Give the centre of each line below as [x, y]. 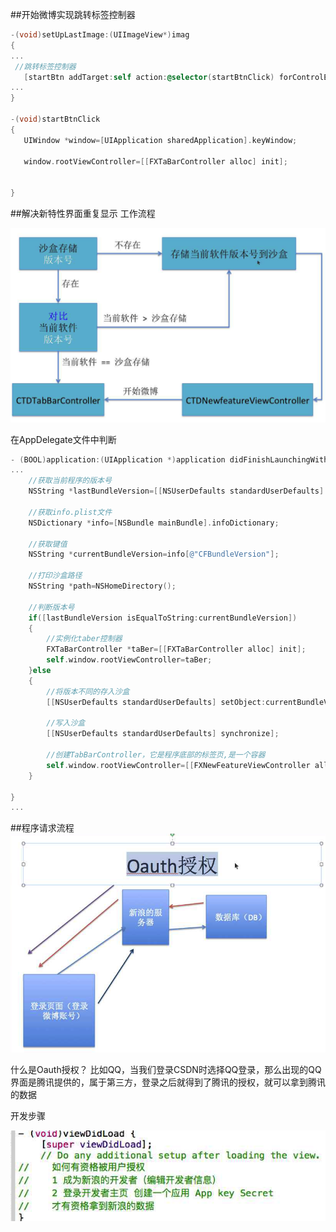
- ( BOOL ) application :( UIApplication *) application [118, 459]
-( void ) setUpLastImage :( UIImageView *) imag [100, 35]
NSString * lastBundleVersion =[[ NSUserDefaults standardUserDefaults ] [176, 491]
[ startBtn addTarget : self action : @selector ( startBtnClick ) [149, 77]
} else [40, 671]
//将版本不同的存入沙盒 [88, 691]
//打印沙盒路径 [55, 576]
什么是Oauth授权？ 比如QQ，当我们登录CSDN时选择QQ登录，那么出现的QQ [166, 1069]
